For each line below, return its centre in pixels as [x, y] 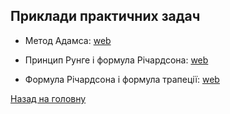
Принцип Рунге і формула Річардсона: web [116, 60]
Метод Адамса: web [68, 40]
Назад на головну [48, 98]
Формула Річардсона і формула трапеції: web [122, 79]
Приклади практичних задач [105, 16]
